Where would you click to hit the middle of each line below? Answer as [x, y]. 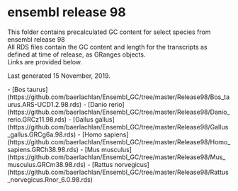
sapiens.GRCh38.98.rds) [43, 149]
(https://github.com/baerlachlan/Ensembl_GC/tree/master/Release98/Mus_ [117, 157]
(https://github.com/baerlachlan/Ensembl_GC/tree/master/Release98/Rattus [118, 172]
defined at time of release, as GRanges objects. [76, 54]
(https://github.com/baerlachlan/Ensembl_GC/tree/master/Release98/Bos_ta [119, 97]
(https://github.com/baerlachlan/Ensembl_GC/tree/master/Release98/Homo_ [119, 141]
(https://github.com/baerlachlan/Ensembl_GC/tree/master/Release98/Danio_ [119, 112]
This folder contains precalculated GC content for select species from [109, 32]
